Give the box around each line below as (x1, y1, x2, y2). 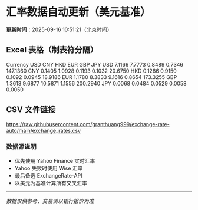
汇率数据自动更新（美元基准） (6, 5, 151, 19)
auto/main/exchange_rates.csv (6, 127, 81, 134)
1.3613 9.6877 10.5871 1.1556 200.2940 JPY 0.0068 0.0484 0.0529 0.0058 (6, 80, 187, 87)
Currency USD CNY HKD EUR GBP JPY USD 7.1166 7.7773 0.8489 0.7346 (6, 61, 184, 68)
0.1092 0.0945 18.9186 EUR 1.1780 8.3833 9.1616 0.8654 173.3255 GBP (6, 73, 177, 80)
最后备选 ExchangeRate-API (14, 172, 82, 179)
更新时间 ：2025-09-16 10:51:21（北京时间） (6, 26, 113, 33)
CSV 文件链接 (6, 104, 56, 115)
